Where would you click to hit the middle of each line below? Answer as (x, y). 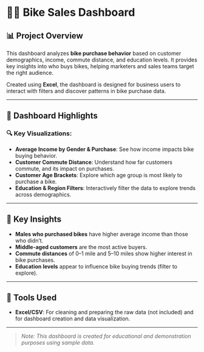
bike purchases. (35, 260)
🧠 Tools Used (32, 297)
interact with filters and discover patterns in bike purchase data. (86, 91)
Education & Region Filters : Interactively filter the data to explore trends (105, 188)
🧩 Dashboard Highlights (52, 116)
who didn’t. (29, 241)
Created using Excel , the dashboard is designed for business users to (93, 84)
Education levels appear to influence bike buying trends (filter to (96, 266)
